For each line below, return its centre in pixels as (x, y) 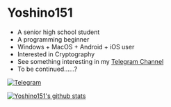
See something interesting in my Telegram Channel (90, 61)
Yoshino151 (40, 13)
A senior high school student (58, 32)
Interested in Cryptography (56, 54)
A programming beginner (53, 39)
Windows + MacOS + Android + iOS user (76, 47)
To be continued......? (47, 69)
